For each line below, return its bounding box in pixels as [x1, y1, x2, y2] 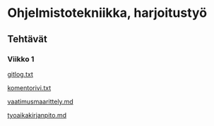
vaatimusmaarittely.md [7, 97, 73, 106]
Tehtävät [7, 33, 47, 45]
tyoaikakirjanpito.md [7, 111, 67, 119]
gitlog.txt [7, 70, 34, 78]
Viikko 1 [7, 54, 35, 64]
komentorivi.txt [7, 83, 52, 92]
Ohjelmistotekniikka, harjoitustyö [7, 5, 207, 21]
